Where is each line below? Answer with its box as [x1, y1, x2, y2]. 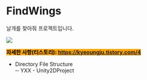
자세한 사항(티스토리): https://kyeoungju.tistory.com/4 [6, 48, 142, 56]
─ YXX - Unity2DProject [14, 67, 74, 74]
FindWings [6, 4, 62, 18]
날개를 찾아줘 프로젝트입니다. [6, 24, 74, 32]
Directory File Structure [14, 60, 73, 67]
